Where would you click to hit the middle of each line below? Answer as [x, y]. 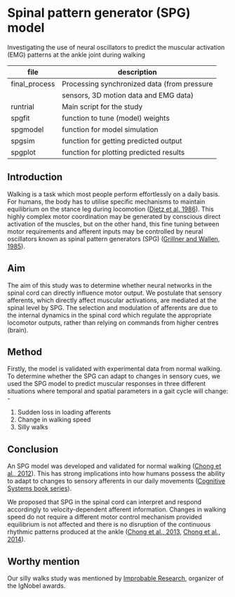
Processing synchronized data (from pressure [137, 83]
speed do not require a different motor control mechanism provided [105, 517]
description [137, 72]
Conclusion [33, 449]
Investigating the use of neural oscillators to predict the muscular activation [116, 47]
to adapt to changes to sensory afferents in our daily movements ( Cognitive [116, 481]
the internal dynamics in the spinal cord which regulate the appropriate [109, 315]
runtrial [23, 107]
